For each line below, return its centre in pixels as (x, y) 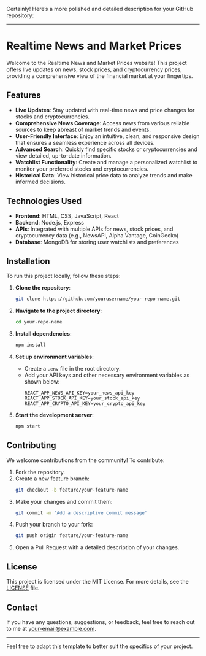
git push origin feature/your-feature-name (72, 536)
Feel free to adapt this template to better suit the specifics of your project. (100, 646)
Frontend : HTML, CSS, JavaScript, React (67, 216)
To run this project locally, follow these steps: (63, 276)
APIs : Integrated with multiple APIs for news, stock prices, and (94, 229)
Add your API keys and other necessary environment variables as (107, 375)
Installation (28, 261)
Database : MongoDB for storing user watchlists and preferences (97, 242)
